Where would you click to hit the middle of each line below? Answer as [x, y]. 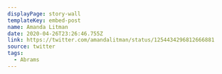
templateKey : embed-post [44, 20]
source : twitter [31, 47]
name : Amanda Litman [38, 27]
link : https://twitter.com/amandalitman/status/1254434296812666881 [111, 40]
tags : [15, 54]
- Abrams [27, 60]
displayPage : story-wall [44, 14]
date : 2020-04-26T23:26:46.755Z [55, 33]
